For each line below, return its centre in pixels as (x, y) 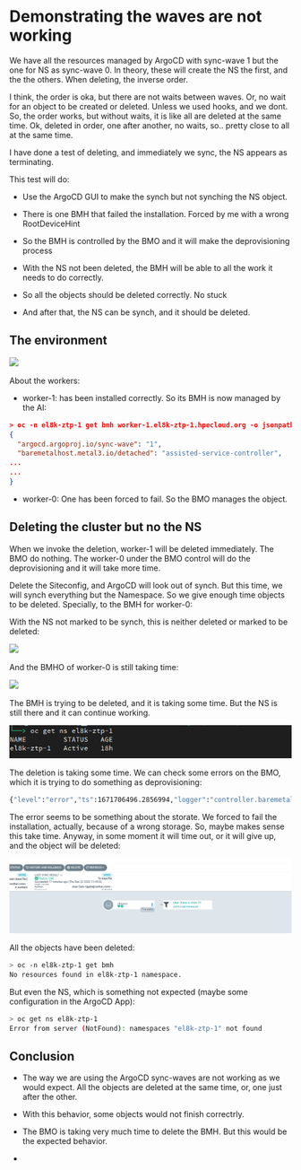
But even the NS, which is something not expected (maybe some (129, 991)
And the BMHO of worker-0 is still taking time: (94, 667)
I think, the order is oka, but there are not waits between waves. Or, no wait (148, 97)
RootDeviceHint (51, 223)
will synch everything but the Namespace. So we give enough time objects (147, 595)
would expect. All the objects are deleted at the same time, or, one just (152, 1087)
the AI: (34, 407)
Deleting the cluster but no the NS (106, 527)
